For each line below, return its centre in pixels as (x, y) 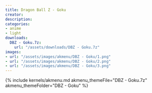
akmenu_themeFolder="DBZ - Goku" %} (47, 85)
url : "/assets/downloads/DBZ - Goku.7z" (57, 47)
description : (19, 19)
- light (13, 33)
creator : (14, 15)
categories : (18, 24)
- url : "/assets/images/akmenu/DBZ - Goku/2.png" (58, 61)
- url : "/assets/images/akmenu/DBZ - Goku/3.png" (58, 66)
